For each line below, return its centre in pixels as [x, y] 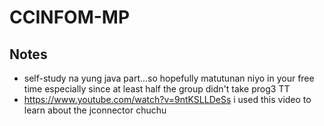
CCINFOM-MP [70, 17]
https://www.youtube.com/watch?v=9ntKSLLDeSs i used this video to [167, 99]
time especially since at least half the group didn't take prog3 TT [157, 89]
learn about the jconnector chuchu [95, 110]
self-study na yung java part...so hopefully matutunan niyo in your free [169, 78]
